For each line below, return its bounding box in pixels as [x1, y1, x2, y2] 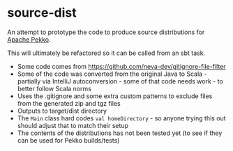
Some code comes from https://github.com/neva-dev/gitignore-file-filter [17, 62, 226, 70]
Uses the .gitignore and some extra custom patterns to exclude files [17, 92, 213, 100]
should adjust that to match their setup [17, 121, 129, 129]
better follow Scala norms [17, 84, 92, 93]
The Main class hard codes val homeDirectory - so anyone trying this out [17, 113, 226, 122]
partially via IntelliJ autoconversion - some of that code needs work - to [17, 77, 223, 85]
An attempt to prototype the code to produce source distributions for [7, 28, 205, 36]
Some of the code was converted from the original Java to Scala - [17, 70, 207, 78]
